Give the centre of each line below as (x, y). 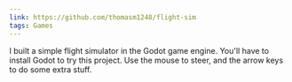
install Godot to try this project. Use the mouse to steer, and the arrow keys (146, 60)
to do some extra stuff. (51, 69)
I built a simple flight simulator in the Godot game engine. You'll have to (139, 50)
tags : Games (31, 26)
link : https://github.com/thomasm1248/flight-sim (103, 17)
